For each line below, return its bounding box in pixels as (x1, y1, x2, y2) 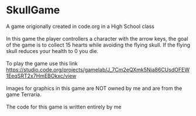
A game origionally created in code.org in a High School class (6, 23, 155, 30)
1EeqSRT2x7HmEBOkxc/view (6, 72, 77, 79)
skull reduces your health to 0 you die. (6, 47, 98, 54)
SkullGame (6, 3, 60, 17)
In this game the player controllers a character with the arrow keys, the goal (6, 35, 188, 42)
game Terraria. (6, 91, 42, 98)
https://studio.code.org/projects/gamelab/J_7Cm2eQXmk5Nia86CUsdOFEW (6, 66, 190, 73)
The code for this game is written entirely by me (6, 103, 122, 110)
